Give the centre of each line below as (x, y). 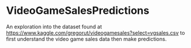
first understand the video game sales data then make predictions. (86, 39)
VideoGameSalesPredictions (78, 11)
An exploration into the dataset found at (54, 27)
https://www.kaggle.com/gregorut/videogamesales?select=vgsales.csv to (95, 32)
